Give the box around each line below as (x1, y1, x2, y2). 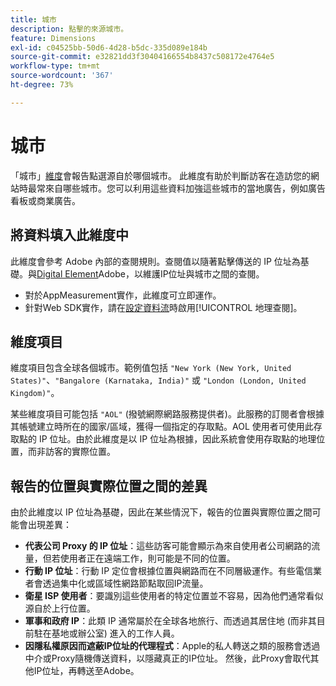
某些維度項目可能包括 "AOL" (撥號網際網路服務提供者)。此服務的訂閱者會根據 (10, 408, 325, 420)
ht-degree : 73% (10, 80, 74, 90)
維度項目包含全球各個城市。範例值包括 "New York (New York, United (10, 362, 292, 374)
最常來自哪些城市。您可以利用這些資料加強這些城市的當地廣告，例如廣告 (27, 182, 326, 194)
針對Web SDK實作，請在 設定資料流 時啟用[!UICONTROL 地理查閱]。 (24, 301, 303, 313)
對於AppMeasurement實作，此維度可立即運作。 (24, 289, 222, 301)
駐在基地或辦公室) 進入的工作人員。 (33, 627, 180, 640)
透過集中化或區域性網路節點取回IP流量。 (42, 577, 209, 590)
